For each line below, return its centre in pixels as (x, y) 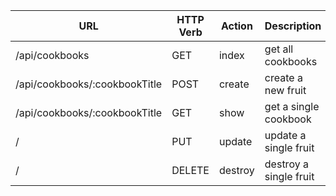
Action (236, 26)
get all (279, 49)
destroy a (286, 164)
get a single (292, 106)
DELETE (190, 170)
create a (283, 77)
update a (285, 135)
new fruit (285, 90)
